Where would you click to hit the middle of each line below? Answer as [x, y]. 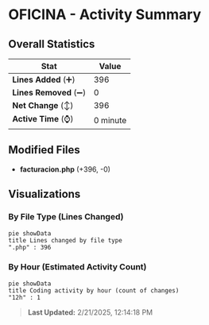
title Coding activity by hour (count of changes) [94, 290]
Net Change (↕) [43, 105]
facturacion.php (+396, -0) [65, 169]
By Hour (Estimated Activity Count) [77, 267]
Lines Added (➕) [44, 79]
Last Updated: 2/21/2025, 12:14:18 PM [90, 312]
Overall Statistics [52, 44]
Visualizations [45, 194]
